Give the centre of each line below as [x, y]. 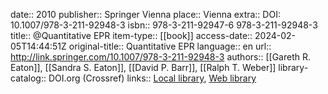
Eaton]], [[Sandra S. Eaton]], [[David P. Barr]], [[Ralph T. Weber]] [143, 67]
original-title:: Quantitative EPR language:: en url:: [170, 46]
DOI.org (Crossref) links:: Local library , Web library [152, 78]
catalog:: [28, 78]
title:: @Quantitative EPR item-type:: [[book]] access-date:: [131, 35]
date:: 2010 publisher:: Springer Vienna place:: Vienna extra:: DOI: [145, 14]
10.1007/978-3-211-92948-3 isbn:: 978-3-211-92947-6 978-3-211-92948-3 [164, 25]
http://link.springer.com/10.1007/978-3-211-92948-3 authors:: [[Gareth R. [161, 57]
